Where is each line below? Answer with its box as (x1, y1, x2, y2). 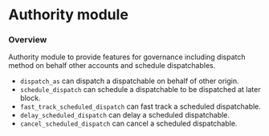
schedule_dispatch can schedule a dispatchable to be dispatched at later (19, 85, 261, 94)
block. (19, 94, 41, 103)
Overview (8, 34, 47, 46)
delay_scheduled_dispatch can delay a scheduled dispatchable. (19, 110, 230, 120)
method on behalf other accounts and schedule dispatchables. (8, 61, 216, 70)
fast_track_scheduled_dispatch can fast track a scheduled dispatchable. (19, 102, 261, 111)
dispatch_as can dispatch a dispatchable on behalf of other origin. (19, 76, 239, 86)
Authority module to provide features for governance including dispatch (8, 52, 246, 62)
